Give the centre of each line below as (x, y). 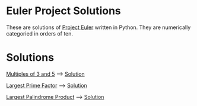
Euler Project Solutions (64, 11)
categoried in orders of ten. (39, 33)
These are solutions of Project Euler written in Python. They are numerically (99, 27)
